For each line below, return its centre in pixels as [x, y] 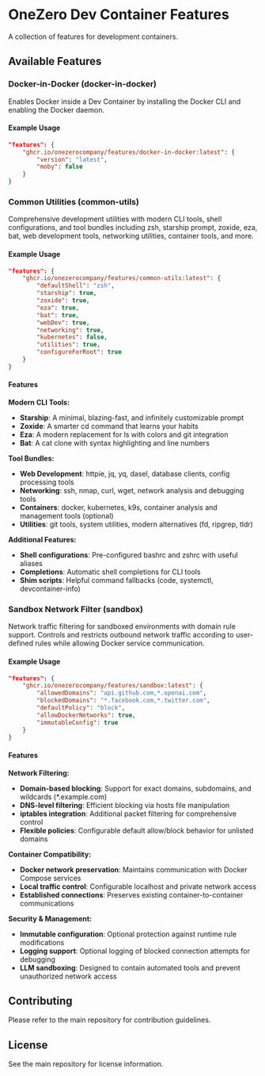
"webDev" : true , [63, 323]
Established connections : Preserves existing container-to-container [131, 894]
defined [21, 643]
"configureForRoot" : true [79, 352]
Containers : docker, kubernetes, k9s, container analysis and [118, 507]
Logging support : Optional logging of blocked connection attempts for [135, 951]
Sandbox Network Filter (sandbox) [76, 609]
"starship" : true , [67, 293]
